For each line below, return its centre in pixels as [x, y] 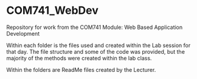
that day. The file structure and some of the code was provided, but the [96, 51]
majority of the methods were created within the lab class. [79, 58]
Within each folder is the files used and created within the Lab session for [98, 45]
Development [23, 33]
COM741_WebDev [52, 11]
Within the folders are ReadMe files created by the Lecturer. [81, 69]
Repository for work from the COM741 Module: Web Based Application [95, 27]
